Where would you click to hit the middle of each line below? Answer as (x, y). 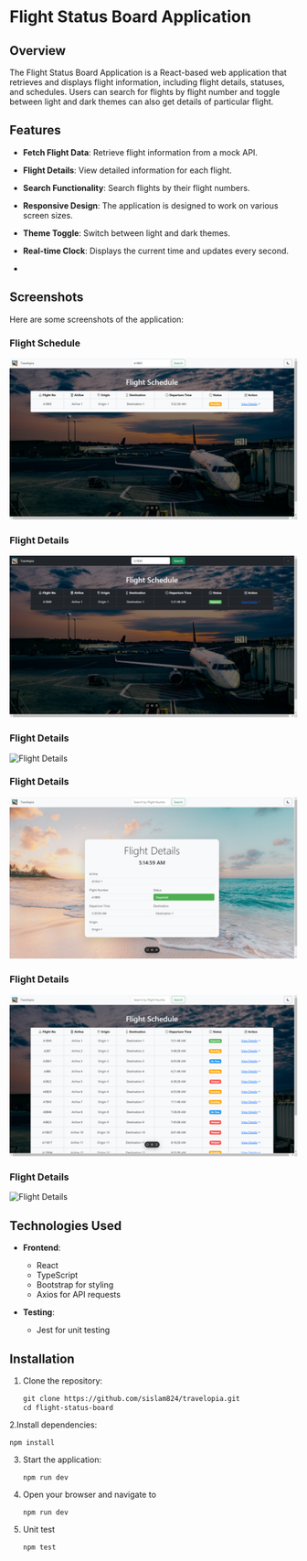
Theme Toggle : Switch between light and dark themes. (127, 233)
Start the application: (62, 1459)
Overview (38, 51)
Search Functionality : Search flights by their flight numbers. (136, 187)
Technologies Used (65, 1226)
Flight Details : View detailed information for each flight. (127, 170)
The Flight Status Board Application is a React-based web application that (148, 72)
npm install (32, 1443)
